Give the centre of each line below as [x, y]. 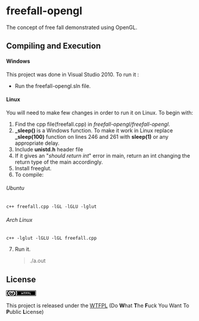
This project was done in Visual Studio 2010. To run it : [73, 74]
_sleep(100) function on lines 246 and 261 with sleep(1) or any [91, 136]
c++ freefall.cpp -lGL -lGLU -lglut [51, 206]
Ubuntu [15, 188]
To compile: [29, 174]
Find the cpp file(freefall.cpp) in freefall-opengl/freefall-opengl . [92, 124]
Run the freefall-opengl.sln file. [53, 86]
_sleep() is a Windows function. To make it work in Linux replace [94, 130]
